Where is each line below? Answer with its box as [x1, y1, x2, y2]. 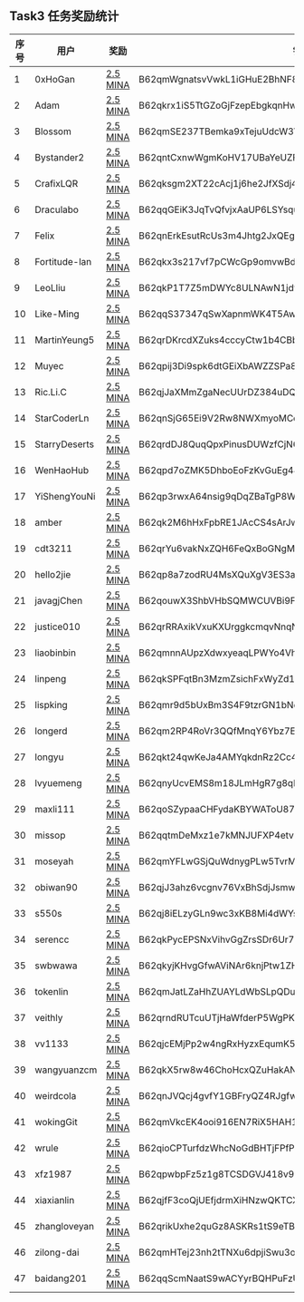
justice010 [34, 620, 81, 633]
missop [34, 829, 66, 841]
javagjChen [34, 594, 83, 607]
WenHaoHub [34, 463, 90, 476]
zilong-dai [34, 1246, 80, 1258]
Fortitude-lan [34, 255, 92, 267]
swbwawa [34, 959, 78, 972]
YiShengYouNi [34, 490, 96, 502]
